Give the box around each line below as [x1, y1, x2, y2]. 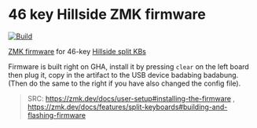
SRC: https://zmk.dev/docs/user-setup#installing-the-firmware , [27, 93, 236, 103]
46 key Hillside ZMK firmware [8, 5, 206, 24]
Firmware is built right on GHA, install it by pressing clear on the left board [8, 61, 249, 71]
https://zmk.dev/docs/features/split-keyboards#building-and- [27, 102, 228, 112]
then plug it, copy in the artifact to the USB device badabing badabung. [8, 70, 239, 79]
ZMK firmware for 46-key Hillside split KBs [8, 46, 147, 56]
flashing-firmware [27, 110, 86, 119]
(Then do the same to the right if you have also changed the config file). [8, 79, 241, 88]
